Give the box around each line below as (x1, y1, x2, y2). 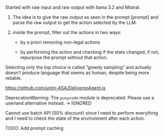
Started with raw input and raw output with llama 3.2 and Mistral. (5, 5, 141, 10)
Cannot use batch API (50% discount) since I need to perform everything (5, 110, 158, 116)
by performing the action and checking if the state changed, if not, (20, 49, 159, 55)
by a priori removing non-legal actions (20, 39, 101, 45)
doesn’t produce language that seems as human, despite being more (5, 70, 149, 76)
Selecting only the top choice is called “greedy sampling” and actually (5, 64, 151, 70)
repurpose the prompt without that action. (20, 54, 108, 60)
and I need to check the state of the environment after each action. (5, 115, 145, 121)
